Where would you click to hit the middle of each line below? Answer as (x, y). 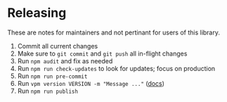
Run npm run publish (48, 91)
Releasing (37, 13)
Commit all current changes (58, 46)
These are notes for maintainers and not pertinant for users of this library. (113, 32)
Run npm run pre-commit (52, 76)
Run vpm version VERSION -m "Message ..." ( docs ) (91, 83)
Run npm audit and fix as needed (65, 60)
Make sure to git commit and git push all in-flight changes (102, 53)
